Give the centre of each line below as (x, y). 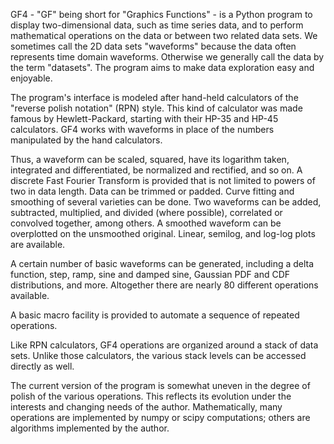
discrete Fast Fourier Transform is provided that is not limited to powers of (163, 180)
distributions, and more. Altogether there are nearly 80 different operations (164, 285)
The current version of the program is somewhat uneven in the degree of (160, 385)
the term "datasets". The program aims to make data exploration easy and (162, 67)
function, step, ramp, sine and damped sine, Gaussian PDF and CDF (150, 274)
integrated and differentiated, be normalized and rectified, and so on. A (156, 170)
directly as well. (42, 366)
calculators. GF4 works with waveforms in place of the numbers (142, 129)
